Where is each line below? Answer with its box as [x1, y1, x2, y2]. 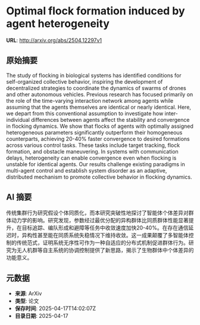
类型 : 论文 [14, 298, 39, 305]
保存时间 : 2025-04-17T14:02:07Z [14, 305, 96, 312]
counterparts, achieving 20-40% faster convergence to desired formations [6, 135, 190, 142]
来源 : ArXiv [14, 290, 42, 297]
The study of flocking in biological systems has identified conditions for [6, 72, 182, 79]
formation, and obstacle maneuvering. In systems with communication [6, 148, 179, 155]
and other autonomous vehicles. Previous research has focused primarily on [6, 91, 193, 98]
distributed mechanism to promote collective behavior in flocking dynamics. [6, 173, 192, 180]
